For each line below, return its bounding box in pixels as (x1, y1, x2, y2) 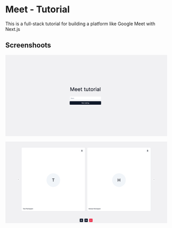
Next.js (5, 26, 21, 32)
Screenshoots (5, 41, 51, 50)
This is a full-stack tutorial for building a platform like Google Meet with (5, 21, 156, 27)
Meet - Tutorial (5, 4, 70, 15)
